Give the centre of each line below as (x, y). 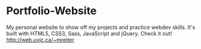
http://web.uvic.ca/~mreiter (40, 40)
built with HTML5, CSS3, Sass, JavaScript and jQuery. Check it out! (89, 33)
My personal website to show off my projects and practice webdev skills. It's (101, 27)
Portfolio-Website (52, 11)
